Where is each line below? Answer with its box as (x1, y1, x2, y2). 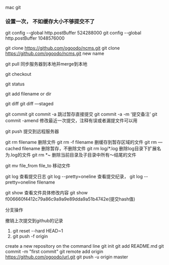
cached (5, 145, 21, 152)
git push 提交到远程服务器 (5, 128, 59, 134)
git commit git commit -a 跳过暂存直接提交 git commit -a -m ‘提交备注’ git (5, 111, 157, 117)
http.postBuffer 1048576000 (5, 35, 65, 41)
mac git (5, 5, 21, 10)
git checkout (5, 71, 31, 77)
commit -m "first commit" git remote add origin (5, 249, 104, 255)
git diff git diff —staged (5, 101, 54, 107)
